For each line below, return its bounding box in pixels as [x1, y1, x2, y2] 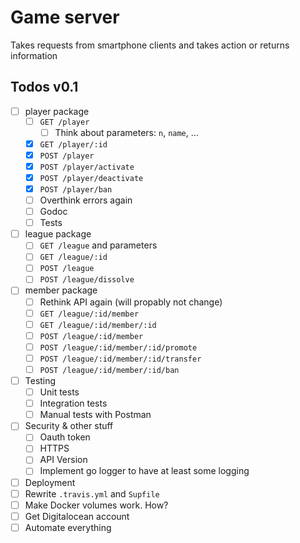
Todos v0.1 [10, 79, 79, 96]
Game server [10, 6, 120, 29]
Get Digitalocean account [24, 510, 130, 522]
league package [24, 228, 92, 240]
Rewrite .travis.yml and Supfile [24, 487, 160, 500]
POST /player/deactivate [39, 173, 144, 183]
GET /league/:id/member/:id [39, 320, 157, 330]
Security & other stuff [24, 420, 114, 432]
